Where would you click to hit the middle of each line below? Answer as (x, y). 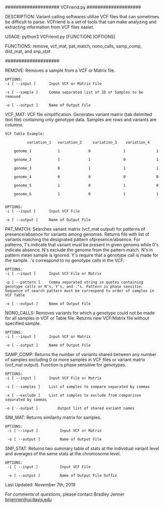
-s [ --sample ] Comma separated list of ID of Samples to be (74, 92)
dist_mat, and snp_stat (28, 51)
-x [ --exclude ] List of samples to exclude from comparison (73, 395)
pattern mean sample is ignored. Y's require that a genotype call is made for (82, 255)
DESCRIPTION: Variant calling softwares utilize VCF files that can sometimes (82, 16)
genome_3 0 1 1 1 (86, 168)
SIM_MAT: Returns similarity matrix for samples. (53, 417)
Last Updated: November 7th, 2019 (40, 485)
